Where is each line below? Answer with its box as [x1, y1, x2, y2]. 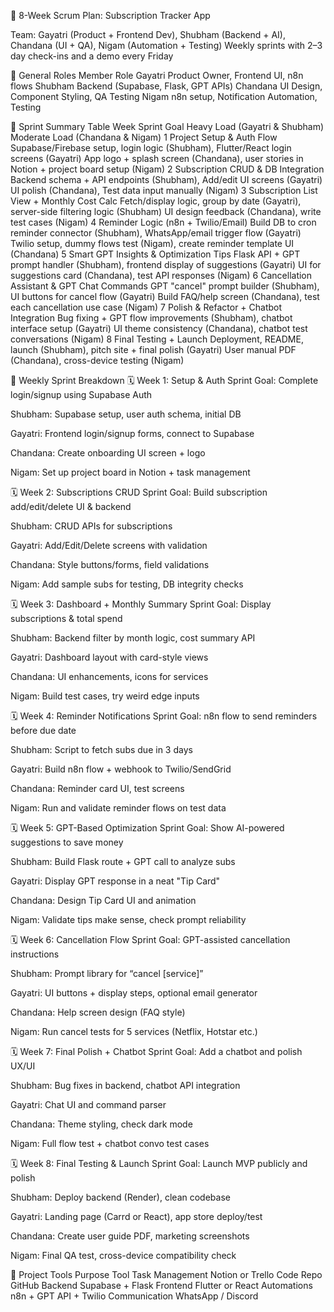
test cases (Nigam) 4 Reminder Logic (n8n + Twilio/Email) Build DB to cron [10, 216, 317, 228]
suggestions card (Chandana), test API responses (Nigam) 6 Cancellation [10, 270, 313, 281]
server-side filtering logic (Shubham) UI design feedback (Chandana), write [10, 206, 322, 217]
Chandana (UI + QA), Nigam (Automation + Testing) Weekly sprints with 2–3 [10, 40, 323, 51]
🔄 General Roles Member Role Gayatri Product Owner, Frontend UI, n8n [10, 70, 304, 81]
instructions [10, 948, 60, 960]
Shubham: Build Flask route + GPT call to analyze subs [10, 856, 236, 867]
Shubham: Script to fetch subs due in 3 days [10, 744, 193, 755]
